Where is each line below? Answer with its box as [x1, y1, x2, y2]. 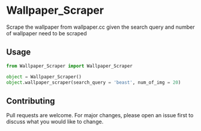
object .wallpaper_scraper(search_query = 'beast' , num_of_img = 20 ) [6, 79, 181, 86]
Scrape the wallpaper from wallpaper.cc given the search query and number [6, 23, 195, 31]
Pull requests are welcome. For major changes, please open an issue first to [6, 112, 194, 119]
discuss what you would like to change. [6, 118, 104, 126]
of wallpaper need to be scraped [6, 29, 87, 36]
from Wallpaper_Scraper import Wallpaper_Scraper [6, 63, 133, 69]
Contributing [6, 96, 55, 106]
